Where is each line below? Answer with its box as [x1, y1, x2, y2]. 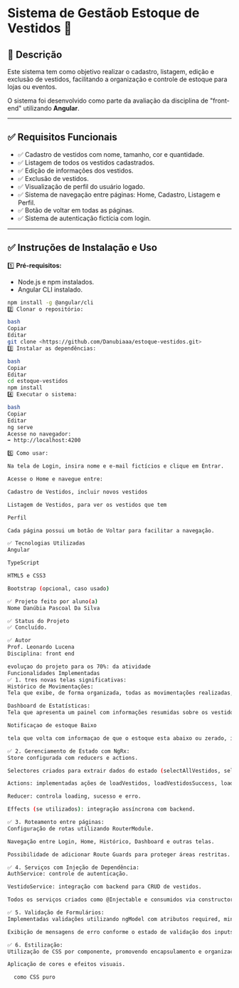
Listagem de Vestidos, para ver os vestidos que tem [7, 501, 167, 508]
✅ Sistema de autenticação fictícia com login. [17, 214, 152, 222]
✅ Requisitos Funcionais [7, 131, 117, 143]
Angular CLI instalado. [17, 285, 83, 294]
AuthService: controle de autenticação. [7, 870, 129, 878]
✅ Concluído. [7, 624, 48, 632]
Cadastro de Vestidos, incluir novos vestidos [7, 488, 148, 495]
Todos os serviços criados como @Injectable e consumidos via [7, 896, 196, 903]
